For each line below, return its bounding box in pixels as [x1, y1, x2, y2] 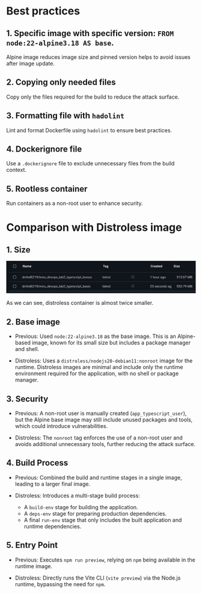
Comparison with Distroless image [6, 221, 182, 234]
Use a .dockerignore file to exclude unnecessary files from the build [6, 160, 175, 167]
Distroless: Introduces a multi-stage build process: [14, 492, 140, 499]
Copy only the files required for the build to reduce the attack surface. [6, 93, 180, 100]
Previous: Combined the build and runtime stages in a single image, [14, 474, 182, 481]
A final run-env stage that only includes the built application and [23, 516, 182, 524]
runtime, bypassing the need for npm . [14, 580, 106, 587]
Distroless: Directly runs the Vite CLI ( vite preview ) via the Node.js [14, 574, 181, 581]
